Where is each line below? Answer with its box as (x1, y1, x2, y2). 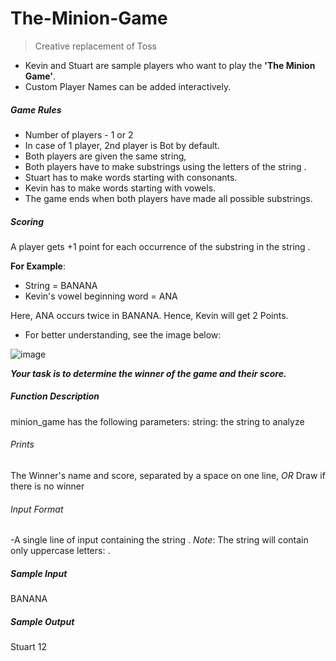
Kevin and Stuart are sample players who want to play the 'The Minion (24, 59, 316, 71)
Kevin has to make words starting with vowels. (24, 182, 217, 194)
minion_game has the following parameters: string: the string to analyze (10, 415, 305, 427)
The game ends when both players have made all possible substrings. (24, 192, 313, 204)
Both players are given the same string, (24, 150, 187, 162)
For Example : (10, 260, 66, 272)
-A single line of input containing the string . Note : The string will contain (10, 534, 309, 546)
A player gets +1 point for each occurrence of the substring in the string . (10, 240, 311, 252)
